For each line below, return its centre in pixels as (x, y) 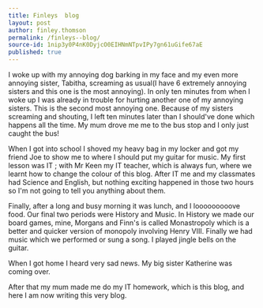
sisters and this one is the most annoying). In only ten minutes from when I (129, 91)
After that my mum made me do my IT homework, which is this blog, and (126, 287)
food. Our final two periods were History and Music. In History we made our (131, 214)
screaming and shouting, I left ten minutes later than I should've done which (131, 116)
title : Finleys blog (44, 15)
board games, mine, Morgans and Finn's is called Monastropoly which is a (129, 223)
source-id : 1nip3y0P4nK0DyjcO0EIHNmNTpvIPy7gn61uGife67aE (105, 45)
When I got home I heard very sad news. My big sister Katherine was (120, 263)
